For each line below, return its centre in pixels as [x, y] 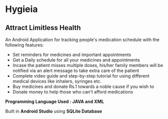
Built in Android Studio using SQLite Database [54, 111]
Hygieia [22, 9]
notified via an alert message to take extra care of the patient [76, 70]
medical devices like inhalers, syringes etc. [57, 81]
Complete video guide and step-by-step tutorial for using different [81, 76]
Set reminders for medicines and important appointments [72, 54]
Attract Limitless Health [43, 28]
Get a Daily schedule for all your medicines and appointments [76, 60]
